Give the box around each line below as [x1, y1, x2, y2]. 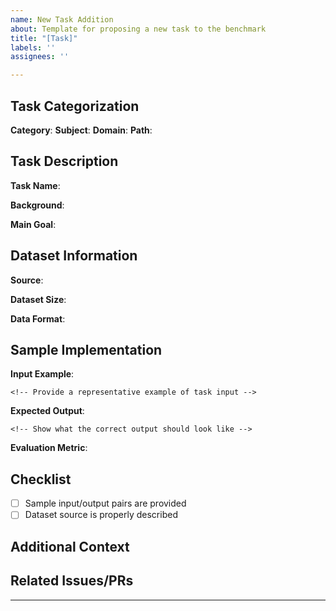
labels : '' [10, 42, 56, 53]
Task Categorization [10, 97, 140, 115]
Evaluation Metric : [10, 442, 88, 454]
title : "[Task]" [10, 33, 78, 43]
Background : [10, 199, 65, 211]
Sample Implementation [10, 341, 163, 358]
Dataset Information [10, 247, 138, 265]
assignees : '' [10, 52, 70, 62]
